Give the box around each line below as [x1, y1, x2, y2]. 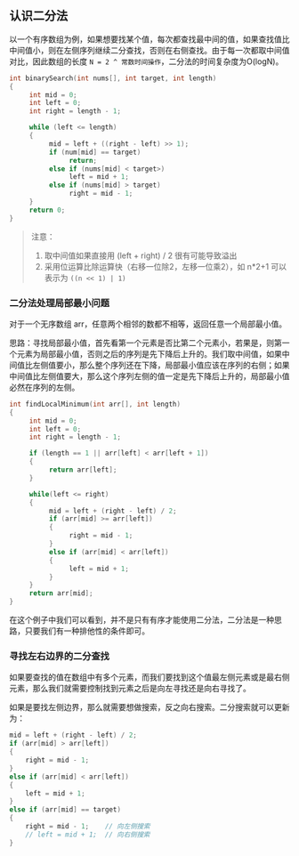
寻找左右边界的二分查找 [9, 650, 109, 663]
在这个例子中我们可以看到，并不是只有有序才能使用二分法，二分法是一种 [9, 615, 274, 626]
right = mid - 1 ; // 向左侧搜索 [25, 822, 150, 831]
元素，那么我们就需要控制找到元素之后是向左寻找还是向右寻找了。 [9, 683, 251, 694]
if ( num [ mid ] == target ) [48, 148, 141, 157]
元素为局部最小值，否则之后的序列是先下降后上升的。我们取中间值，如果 [16, 348, 282, 359]
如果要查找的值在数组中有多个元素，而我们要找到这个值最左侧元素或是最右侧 [9, 672, 290, 682]
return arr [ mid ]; [28, 589, 93, 598]
